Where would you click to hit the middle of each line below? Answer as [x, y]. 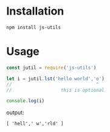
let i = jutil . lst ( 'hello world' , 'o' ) [55, 78]
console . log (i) [26, 101]
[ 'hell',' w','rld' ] [35, 124]
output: [15, 113]
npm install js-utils [34, 27]
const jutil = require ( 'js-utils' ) [51, 68]
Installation [35, 11]
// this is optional [55, 90]
